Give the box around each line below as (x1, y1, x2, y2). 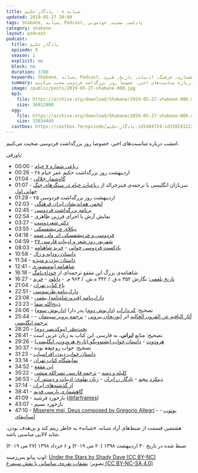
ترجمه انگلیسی (14, 319, 48, 326)
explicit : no (11, 58, 44, 64)
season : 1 (11, 52, 35, 58)
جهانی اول (14, 188, 37, 194)
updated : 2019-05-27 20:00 (6, 14, 72, 20)
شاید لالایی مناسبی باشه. (6, 431, 60, 438)
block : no (11, 63, 35, 70)
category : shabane (6, 25, 51, 31)
